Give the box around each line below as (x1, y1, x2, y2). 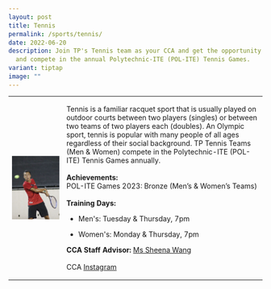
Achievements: (66, 172, 119, 182)
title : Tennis (8, 21, 56, 30)
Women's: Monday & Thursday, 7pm (77, 229, 199, 239)
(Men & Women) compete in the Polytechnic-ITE (66, 147, 228, 156)
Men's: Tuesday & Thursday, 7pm (77, 213, 190, 223)
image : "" (8, 72, 42, 81)
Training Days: (66, 198, 116, 208)
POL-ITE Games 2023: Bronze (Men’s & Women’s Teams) (66, 181, 258, 191)
